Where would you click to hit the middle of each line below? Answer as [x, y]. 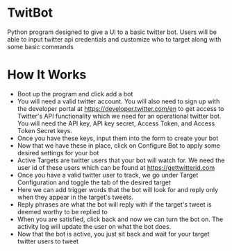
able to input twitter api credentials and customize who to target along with [114, 39]
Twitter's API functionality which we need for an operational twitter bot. [119, 116]
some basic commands [41, 46]
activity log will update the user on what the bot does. [94, 226]
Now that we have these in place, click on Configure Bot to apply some [118, 145]
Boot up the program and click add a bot [75, 94]
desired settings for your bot [58, 153]
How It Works [47, 75]
